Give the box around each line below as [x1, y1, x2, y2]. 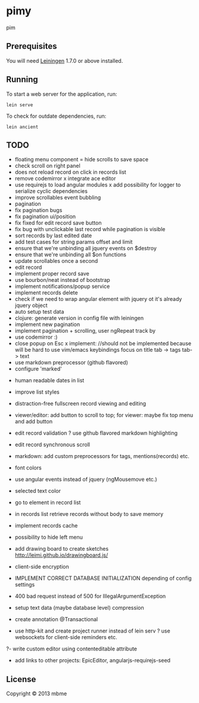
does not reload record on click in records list [14, 168, 126, 176]
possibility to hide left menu [14, 533, 83, 541]
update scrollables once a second [14, 257, 98, 265]
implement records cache [14, 522, 78, 529]
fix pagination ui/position [14, 213, 76, 220]
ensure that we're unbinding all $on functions [14, 251, 127, 258]
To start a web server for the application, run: [6, 90, 117, 97]
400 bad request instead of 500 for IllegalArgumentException [14, 593, 166, 600]
